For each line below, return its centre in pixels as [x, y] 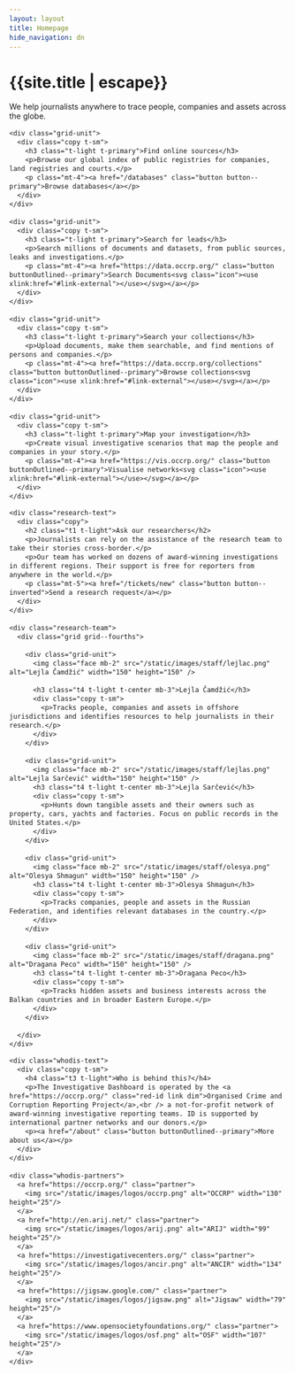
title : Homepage [39, 28]
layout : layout [37, 19]
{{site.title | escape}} [89, 82]
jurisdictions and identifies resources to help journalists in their [142, 717]
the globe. [28, 116]
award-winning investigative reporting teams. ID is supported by [134, 1114]
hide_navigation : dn [47, 37]
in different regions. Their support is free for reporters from [132, 567]
